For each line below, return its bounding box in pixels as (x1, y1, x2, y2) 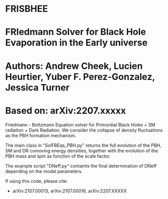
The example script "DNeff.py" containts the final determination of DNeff (5, 163, 157, 169)
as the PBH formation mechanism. (5, 132, 76, 138)
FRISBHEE (5, 3, 48, 15)
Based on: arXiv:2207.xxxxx (5, 105, 127, 116)
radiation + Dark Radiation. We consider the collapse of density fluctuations (5, 127, 163, 133)
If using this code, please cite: (5, 178, 68, 184)
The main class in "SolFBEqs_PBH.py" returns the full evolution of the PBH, (5, 142, 162, 148)
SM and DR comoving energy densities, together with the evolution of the (5, 147, 158, 153)
